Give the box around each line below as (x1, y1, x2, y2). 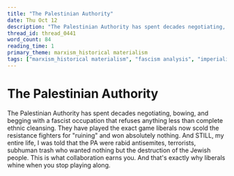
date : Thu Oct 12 (7, 17, 58, 24)
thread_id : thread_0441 (7, 29, 77, 37)
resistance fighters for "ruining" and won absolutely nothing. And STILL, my (7, 131, 224, 140)
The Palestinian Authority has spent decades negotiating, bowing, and (7, 109, 209, 117)
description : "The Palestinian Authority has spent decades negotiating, (7, 23, 226, 30)
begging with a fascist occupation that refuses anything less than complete (7, 116, 224, 124)
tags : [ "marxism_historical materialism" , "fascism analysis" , (7, 56, 195, 63)
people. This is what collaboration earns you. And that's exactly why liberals (7, 153, 226, 161)
